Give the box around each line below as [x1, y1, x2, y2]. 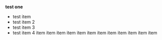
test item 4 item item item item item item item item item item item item [12, 30, 157, 35]
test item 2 [12, 19, 35, 25]
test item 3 [12, 24, 35, 30]
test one [5, 4, 23, 10]
